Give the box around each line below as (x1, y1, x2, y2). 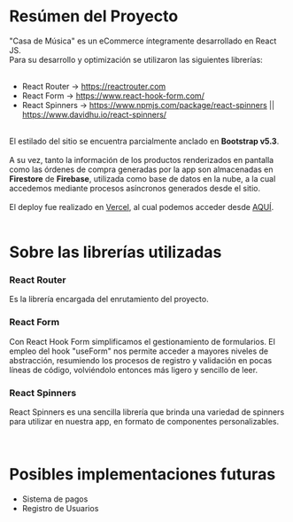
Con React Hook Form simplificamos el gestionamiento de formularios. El (9, 336, 276, 347)
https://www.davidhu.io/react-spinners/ (21, 109, 166, 120)
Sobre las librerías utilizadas (9, 242, 222, 262)
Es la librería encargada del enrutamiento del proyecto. (9, 294, 210, 305)
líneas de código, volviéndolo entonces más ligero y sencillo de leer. (9, 364, 258, 375)
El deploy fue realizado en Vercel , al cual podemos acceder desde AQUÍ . (9, 201, 274, 212)
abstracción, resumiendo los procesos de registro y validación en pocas (9, 354, 273, 365)
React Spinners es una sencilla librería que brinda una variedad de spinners (9, 407, 285, 417)
